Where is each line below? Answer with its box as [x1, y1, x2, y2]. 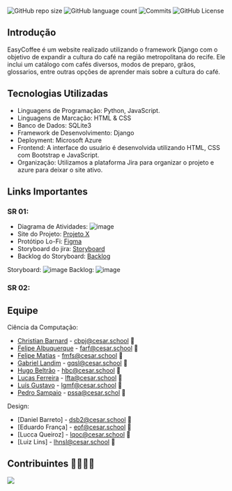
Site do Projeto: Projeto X [17, 230, 90, 239]
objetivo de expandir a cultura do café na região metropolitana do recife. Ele [7, 52, 226, 61]
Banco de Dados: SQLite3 [17, 121, 92, 129]
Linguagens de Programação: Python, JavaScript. [17, 106, 160, 114]
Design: [7, 402, 29, 411]
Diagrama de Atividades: [17, 222, 88, 231]
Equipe [7, 304, 38, 317]
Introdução [7, 27, 56, 38]
